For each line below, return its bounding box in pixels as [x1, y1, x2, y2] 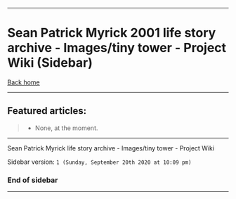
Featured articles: [7, 105, 87, 117]
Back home [7, 78, 40, 86]
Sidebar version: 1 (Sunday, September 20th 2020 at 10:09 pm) [7, 158, 192, 166]
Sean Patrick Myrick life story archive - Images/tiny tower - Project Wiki [7, 143, 215, 152]
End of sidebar [7, 175, 58, 185]
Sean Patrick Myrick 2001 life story [7, 25, 216, 41]
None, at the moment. [34, 124, 98, 132]
